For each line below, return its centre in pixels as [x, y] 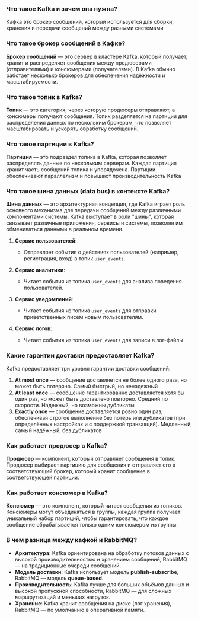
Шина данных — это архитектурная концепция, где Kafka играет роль [96, 204]
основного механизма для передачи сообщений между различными [94, 210]
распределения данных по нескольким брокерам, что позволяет [89, 122]
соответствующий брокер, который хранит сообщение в [78, 471]
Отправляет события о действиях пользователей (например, [101, 252]
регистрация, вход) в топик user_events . [74, 259]
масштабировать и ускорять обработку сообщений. [72, 129]
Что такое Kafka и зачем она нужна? [62, 9]
